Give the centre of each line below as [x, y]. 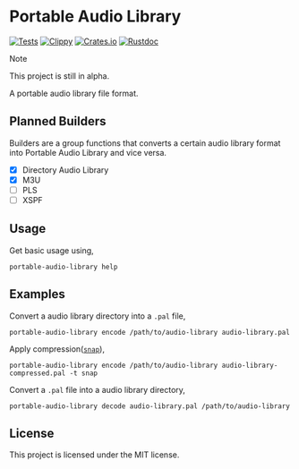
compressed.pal [38, 373]
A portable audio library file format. [74, 93]
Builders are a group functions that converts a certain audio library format [145, 143]
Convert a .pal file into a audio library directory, [98, 389]
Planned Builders [58, 121]
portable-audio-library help [64, 267]
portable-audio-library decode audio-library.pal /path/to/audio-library [150, 406]
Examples [37, 294]
